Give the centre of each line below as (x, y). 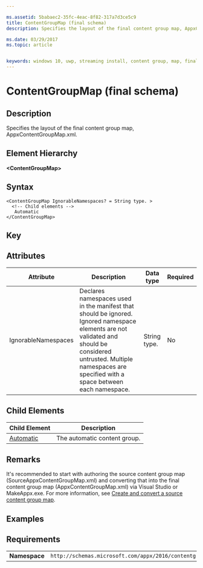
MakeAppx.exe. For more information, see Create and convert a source (95, 494)
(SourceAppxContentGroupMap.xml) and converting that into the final (93, 480)
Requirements (33, 540)
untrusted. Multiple (106, 359)
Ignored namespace (108, 321)
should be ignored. (106, 314)
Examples (25, 519)
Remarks (24, 460)
